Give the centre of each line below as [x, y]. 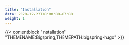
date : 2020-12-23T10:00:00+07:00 [39, 14]
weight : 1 [15, 18]
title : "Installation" [28, 9]
